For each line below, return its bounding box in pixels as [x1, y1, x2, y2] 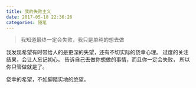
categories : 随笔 [6, 19, 47, 25]
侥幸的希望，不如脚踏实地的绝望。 [6, 76, 89, 83]
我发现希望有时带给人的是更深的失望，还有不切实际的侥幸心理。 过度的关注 [6, 49, 189, 56]
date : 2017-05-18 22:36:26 [6, 14, 73, 20]
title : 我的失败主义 [6, 8, 51, 15]
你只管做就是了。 [6, 63, 48, 70]
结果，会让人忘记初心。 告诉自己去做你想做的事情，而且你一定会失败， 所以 [6, 56, 190, 63]
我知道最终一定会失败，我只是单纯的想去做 [20, 36, 125, 43]
